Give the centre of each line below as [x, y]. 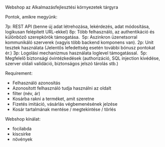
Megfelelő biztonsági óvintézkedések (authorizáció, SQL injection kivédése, [82, 58]
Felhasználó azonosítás [36, 83]
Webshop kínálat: [23, 119]
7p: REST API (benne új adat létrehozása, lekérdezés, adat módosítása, [78, 26]
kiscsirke [22, 134]
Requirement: [19, 73]
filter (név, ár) [26, 93]
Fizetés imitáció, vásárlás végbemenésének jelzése [65, 104]
